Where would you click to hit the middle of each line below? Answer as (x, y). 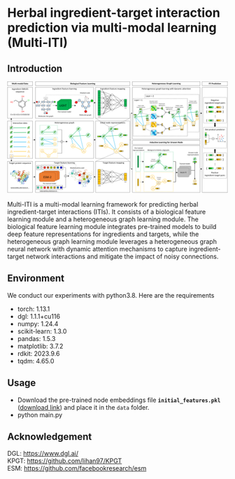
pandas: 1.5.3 (36, 338)
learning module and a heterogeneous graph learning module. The (103, 219)
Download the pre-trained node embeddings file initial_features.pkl (119, 400)
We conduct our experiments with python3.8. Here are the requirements (111, 295)
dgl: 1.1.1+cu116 (39, 316)
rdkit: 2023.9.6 (38, 353)
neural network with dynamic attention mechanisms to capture (97, 249)
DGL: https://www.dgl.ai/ (43, 454)
